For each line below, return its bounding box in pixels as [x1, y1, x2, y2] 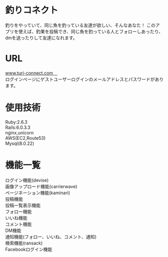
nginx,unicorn [5, 129, 34, 136]
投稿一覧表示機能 [5, 202, 41, 208]
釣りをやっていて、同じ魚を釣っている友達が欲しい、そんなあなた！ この [5, 22, 156, 28]
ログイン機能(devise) [5, 177, 49, 183]
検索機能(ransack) [5, 240, 43, 246]
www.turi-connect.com [5, 70, 53, 76]
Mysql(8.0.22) [5, 140, 34, 146]
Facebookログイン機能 [5, 246, 52, 252]
